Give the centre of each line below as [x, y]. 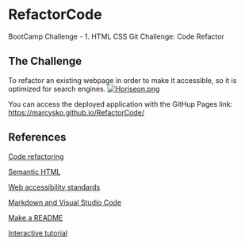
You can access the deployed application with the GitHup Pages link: [121, 104]
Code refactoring [36, 156]
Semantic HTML [34, 171]
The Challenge [45, 61]
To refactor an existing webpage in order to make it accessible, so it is [122, 80]
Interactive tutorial [38, 233]
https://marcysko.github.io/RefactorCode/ [77, 112]
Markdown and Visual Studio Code [65, 202]
